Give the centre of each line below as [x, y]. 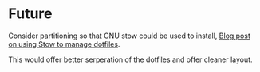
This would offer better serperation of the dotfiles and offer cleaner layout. [130, 59]
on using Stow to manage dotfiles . [64, 44]
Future [31, 14]
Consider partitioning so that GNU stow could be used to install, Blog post [130, 36]
